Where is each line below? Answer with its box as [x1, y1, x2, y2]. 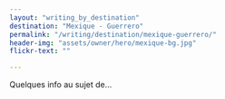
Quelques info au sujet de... [9, 79, 112, 90]
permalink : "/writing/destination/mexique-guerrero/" [9, 30, 218, 39]
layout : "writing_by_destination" [9, 13, 141, 22]
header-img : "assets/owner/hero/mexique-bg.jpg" [9, 38, 197, 48]
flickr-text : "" [9, 47, 71, 56]
